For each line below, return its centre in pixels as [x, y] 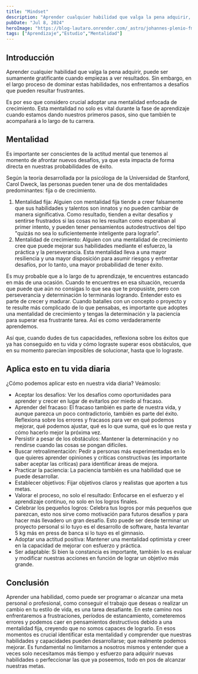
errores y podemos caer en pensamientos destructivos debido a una [89, 622]
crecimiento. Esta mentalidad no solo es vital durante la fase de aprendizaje [98, 108]
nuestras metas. [26, 666]
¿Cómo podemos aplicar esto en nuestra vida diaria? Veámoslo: [83, 383]
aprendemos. [22, 326]
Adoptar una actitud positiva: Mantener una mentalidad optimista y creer [103, 539]
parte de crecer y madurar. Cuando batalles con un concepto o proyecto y [96, 301]
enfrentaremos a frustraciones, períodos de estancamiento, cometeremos [96, 616]
